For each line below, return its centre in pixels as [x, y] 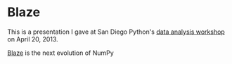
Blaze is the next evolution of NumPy [60, 53]
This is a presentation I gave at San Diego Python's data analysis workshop [116, 32]
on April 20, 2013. [33, 39]
